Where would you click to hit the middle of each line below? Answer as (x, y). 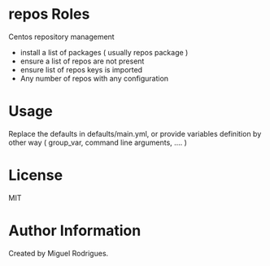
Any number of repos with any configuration (94, 78)
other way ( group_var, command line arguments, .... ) (98, 142)
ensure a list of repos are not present (82, 61)
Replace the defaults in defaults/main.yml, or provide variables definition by (135, 133)
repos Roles (49, 14)
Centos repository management (62, 37)
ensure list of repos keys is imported (81, 69)
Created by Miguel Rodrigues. (59, 253)
